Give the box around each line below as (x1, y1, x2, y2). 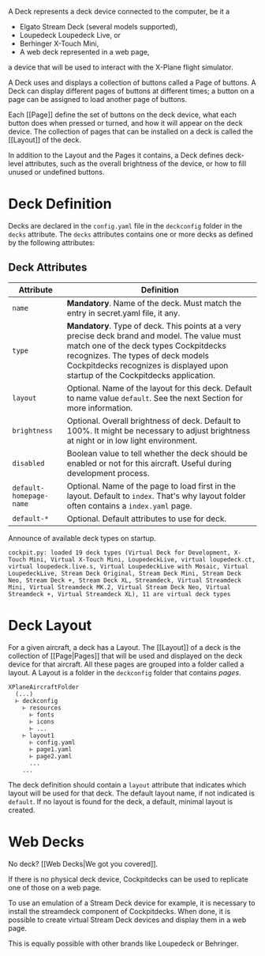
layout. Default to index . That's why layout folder (66, 490, 246, 501)
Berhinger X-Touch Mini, (19, 39, 99, 48)
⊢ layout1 (22, 731, 55, 739)
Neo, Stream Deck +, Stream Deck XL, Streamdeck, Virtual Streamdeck (8, 576, 242, 584)
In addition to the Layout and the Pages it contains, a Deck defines (8, 150, 224, 160)
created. (8, 805, 35, 814)
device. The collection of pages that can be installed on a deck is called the (8, 127, 254, 136)
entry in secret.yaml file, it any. (66, 308, 181, 319)
